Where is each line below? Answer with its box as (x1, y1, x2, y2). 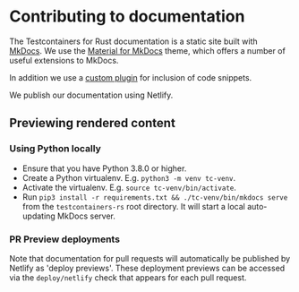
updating (21, 210, 56, 221)
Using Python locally (9, 142, 101, 155)
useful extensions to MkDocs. (9, 55, 119, 65)
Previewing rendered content (9, 116, 176, 131)
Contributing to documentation (9, 6, 245, 27)
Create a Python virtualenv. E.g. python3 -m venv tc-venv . (21, 172, 236, 183)
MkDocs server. (56, 210, 116, 221)
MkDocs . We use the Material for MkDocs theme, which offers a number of (9, 45, 286, 56)
